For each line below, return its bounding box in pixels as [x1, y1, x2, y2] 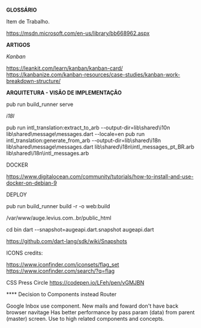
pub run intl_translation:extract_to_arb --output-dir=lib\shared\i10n [6, 124, 170, 131]
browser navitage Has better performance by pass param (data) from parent [6, 309, 195, 316]
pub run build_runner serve [6, 101, 74, 108]
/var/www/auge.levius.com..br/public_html [6, 214, 112, 221]
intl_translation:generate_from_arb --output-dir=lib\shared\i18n [6, 137, 161, 144]
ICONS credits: [6, 249, 43, 256]
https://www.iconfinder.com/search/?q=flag [6, 267, 115, 274]
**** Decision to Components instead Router [6, 291, 117, 298]
